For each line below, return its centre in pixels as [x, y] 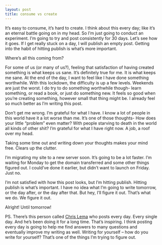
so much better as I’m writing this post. [44, 103]
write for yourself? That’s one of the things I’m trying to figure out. [71, 237]
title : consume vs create [31, 14]
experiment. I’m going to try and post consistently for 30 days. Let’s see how [81, 38]
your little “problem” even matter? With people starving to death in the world [81, 123]
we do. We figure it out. [28, 197]
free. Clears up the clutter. [31, 148]
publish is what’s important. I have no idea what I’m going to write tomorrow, [81, 187]
